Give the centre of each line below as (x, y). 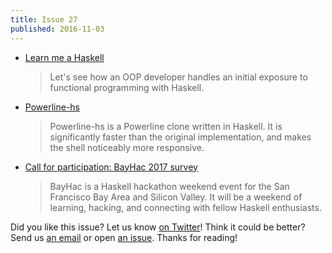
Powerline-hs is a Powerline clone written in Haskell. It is (166, 126)
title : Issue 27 (44, 19)
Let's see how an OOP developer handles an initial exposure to (178, 77)
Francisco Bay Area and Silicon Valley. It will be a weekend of (176, 197)
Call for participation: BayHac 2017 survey (111, 167)
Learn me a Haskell (64, 57)
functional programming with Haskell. (127, 87)
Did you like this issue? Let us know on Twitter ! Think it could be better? (158, 227)
